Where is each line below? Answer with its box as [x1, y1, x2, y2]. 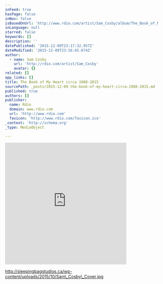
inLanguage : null [5, 25, 40, 30]
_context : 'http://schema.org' [5, 120, 68, 125]
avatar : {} [14, 66, 36, 71]
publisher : [5, 98, 27, 103]
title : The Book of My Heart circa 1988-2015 [5, 79, 98, 84]
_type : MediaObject [5, 125, 45, 130]
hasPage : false [5, 12, 36, 17]
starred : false [5, 30, 36, 35]
